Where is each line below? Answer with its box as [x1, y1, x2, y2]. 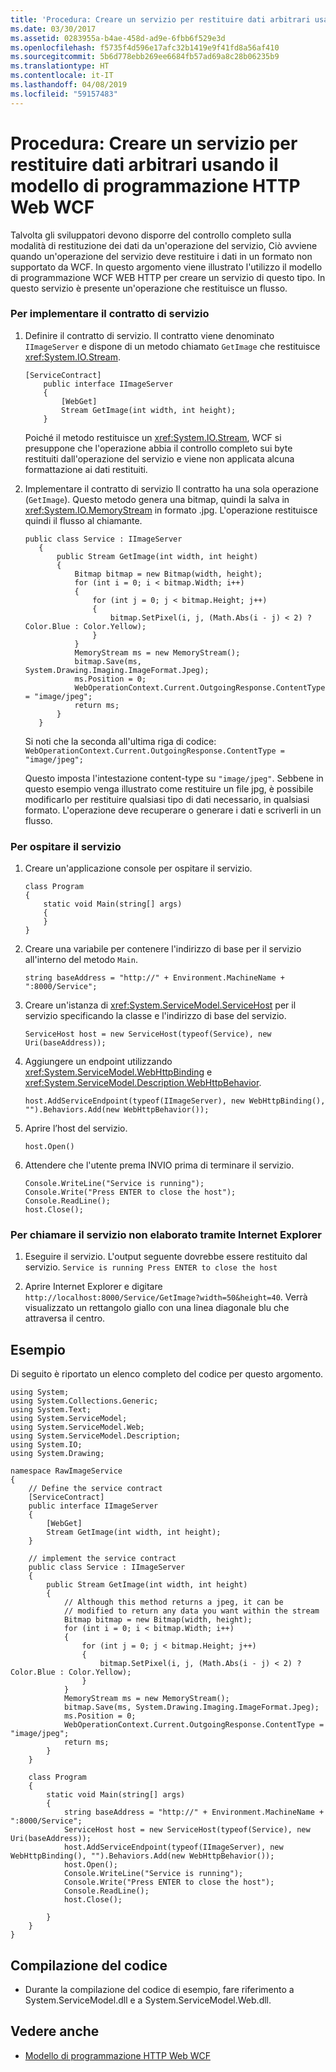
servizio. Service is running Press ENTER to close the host [24, 1261, 278, 1273]
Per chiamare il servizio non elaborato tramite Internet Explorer [10, 1228, 322, 1242]
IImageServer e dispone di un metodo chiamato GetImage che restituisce [24, 340, 321, 352]
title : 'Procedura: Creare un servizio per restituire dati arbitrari [10, 14, 311, 25]
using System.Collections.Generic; [10, 1396, 159, 1406]
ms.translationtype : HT [10, 61, 110, 71]
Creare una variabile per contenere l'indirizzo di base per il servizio [24, 943, 302, 955]
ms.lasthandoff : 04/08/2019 [10, 80, 128, 90]
